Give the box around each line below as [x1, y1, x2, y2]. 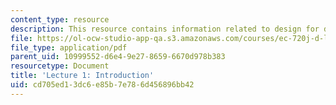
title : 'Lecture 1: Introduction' [10, 71, 155, 81]
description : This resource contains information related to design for [10, 24, 320, 34]
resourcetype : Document [10, 61, 110, 71]
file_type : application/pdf [10, 42, 128, 53]
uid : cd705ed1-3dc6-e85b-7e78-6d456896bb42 [10, 80, 195, 90]
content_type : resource [10, 14, 110, 25]
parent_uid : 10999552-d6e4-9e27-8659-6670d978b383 [10, 52, 226, 62]
